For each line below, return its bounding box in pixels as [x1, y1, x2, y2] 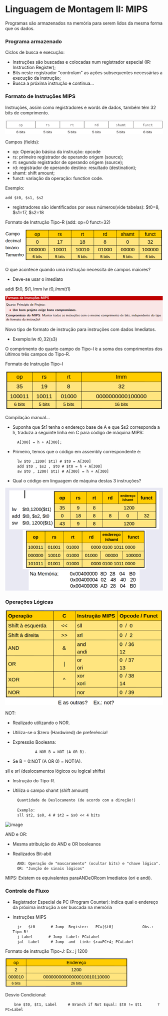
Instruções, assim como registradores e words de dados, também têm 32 [5, 104, 156, 110]
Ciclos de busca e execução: [5, 49, 65, 56]
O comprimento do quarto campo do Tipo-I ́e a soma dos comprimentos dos [5, 346, 162, 352]
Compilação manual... [5, 415, 50, 421]
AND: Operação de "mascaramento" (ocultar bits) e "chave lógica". [17, 861, 161, 866]
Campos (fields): [5, 139, 39, 145]
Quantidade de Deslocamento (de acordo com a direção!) [17, 798, 136, 803]
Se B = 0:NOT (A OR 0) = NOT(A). [12, 758, 82, 764]
